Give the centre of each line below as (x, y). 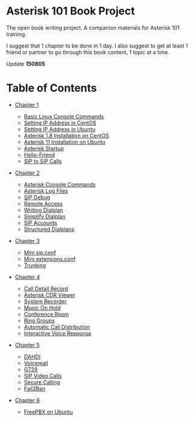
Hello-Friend (39, 155)
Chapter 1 (27, 105)
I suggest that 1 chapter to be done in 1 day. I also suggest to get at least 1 (97, 46)
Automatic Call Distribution (57, 327)
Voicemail (36, 363)
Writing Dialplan (43, 210)
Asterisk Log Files (46, 191)
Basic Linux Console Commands (64, 116)
